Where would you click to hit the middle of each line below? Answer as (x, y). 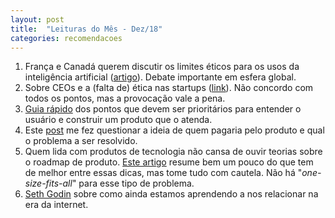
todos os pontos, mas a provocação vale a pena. (125, 98)
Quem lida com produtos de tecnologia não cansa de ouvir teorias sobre (173, 152)
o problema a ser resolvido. (81, 141)
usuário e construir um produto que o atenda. (118, 120)
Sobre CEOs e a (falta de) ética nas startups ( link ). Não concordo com (169, 88)
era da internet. (56, 205)
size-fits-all (48, 183)
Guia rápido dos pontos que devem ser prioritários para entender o (163, 109)
